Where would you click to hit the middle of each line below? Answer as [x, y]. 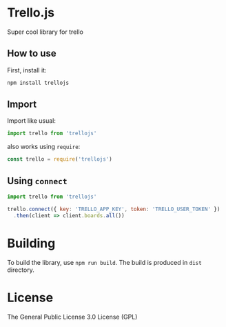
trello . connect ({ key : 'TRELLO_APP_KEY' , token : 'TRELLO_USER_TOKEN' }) [114, 209]
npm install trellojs [38, 83]
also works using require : [44, 147]
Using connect [37, 181]
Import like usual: [32, 121]
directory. [21, 270]
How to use [32, 53]
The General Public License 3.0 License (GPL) [72, 317]
